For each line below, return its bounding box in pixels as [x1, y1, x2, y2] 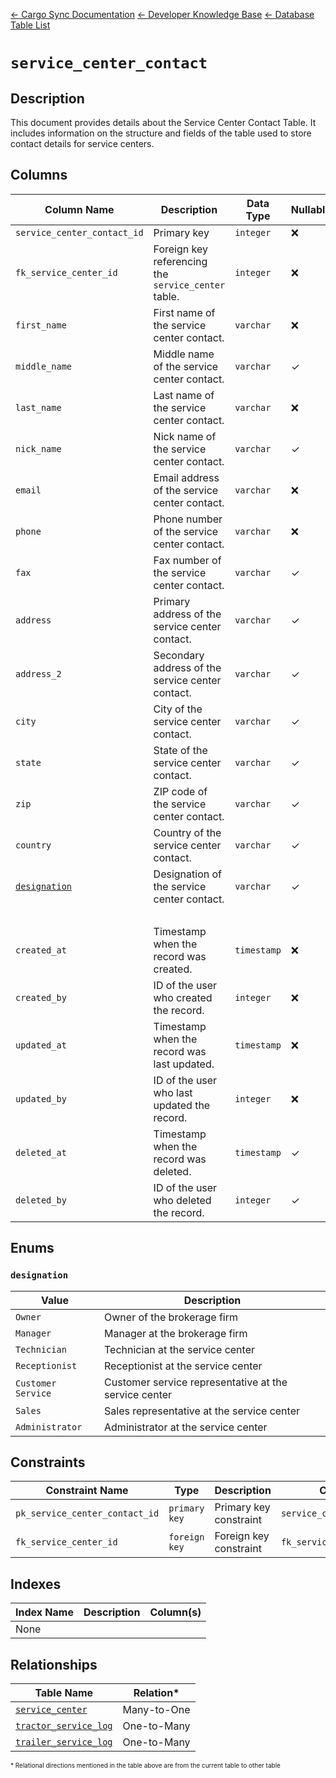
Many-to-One [122, 1702, 191, 1716]
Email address [153, 470, 220, 484]
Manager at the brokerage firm [104, 1326, 248, 1340]
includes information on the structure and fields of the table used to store [10, 127, 312, 139]
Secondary [153, 648, 205, 662]
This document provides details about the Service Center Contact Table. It [10, 117, 317, 128]
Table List [10, 19, 51, 31]
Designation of [153, 867, 223, 881]
